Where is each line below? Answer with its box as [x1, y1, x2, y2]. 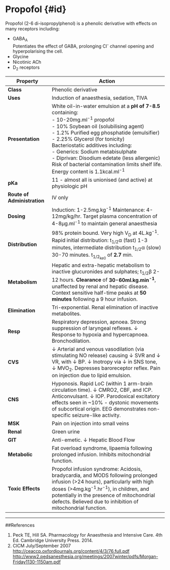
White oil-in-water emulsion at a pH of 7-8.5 [52, 103, 160, 110]
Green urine [52, 428, 80, 435]
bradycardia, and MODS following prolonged [52, 472, 158, 479]
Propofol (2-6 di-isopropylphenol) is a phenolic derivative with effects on [5, 20, 157, 26]
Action [99, 77, 115, 85]
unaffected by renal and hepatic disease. [52, 282, 149, 290]
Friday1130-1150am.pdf [12, 559, 61, 565]
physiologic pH [52, 182, 88, 189]
